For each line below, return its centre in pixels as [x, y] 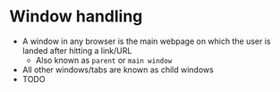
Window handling [76, 17]
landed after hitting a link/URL [77, 50]
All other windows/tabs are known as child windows [118, 70]
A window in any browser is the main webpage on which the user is [146, 41]
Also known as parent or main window [104, 60]
